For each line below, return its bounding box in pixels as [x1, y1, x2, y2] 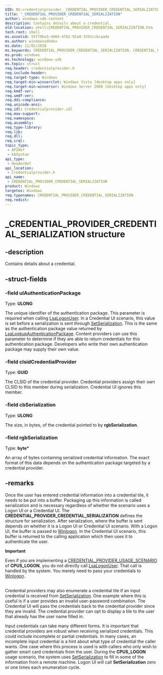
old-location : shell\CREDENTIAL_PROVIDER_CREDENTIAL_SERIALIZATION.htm [5, 25, 153, 30]
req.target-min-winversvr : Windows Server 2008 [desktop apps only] [5, 84, 147, 89]
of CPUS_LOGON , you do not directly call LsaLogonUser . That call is [5, 562, 142, 568]
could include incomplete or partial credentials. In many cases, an [5, 633, 137, 639]
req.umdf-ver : [5, 93, 34, 98]
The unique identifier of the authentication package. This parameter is [5, 310, 145, 316]
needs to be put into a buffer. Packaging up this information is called [5, 497, 142, 503]
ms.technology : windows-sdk [5, 57, 62, 62]
